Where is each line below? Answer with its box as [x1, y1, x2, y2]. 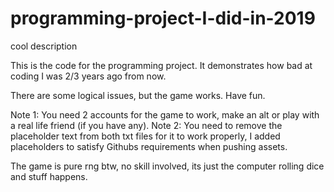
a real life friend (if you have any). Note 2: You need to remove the [10, 119, 283, 131]
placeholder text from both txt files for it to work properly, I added [10, 130, 281, 142]
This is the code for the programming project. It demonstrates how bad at [10, 59, 313, 71]
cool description [10, 40, 78, 52]
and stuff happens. [10, 170, 88, 182]
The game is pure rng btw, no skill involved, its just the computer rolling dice [10, 160, 325, 172]
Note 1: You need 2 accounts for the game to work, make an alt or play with [10, 108, 320, 121]
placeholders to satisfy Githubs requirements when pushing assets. [10, 140, 288, 152]
